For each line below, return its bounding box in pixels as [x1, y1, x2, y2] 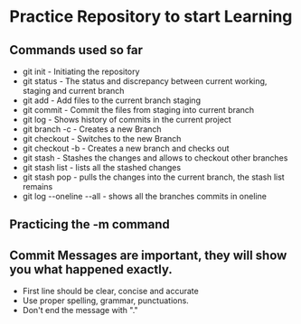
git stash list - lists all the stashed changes [22, 162, 182, 172]
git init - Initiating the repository [22, 66, 140, 77]
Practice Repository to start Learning [9, 6, 293, 27]
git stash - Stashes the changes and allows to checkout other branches [22, 153, 288, 163]
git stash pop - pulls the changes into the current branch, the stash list [22, 171, 285, 182]
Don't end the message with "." [22, 305, 138, 316]
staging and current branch [22, 86, 125, 96]
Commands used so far [9, 42, 143, 58]
